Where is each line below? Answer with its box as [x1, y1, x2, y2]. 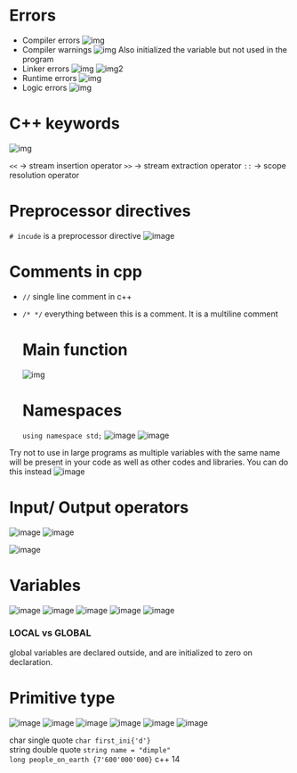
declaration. [9, 656, 53, 667]
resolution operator [9, 169, 80, 180]
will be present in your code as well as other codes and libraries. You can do [9, 456, 289, 467]
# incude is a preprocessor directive [9, 230, 141, 241]
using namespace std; [21, 432, 102, 440]
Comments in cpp [9, 262, 142, 282]
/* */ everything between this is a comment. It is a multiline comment [21, 308, 278, 319]
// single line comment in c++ [21, 291, 132, 301]
